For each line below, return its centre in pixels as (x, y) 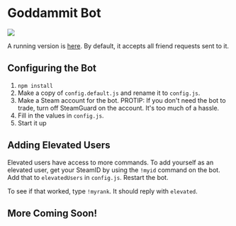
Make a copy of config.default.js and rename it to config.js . (109, 93)
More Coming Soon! (52, 213)
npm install (35, 86)
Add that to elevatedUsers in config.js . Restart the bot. (88, 177)
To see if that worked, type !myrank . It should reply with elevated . (103, 191)
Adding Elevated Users (59, 146)
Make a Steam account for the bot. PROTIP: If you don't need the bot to (122, 100)
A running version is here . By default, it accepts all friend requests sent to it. (118, 46)
